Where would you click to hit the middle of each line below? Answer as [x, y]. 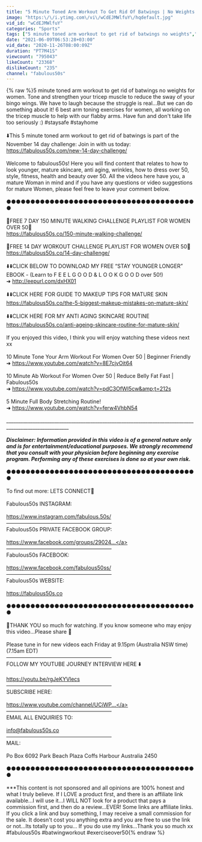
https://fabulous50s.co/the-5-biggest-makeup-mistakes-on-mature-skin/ [97, 303]
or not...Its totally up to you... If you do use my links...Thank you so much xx [100, 826]
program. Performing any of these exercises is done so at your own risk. [99, 459]
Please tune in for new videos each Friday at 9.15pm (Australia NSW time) [97, 645]
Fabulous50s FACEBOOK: [38, 555]
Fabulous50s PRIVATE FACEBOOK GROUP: [59, 530]
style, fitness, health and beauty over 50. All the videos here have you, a [96, 176]
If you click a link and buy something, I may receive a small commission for [99, 814]
